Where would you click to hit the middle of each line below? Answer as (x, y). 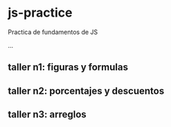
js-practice (40, 13)
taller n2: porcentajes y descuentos (86, 91)
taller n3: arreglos (47, 115)
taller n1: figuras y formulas (68, 67)
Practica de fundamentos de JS (53, 32)
